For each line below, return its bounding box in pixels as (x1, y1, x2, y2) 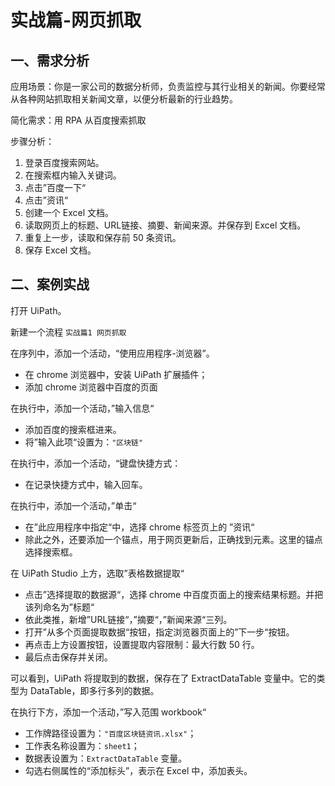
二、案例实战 (10, 276, 90, 293)
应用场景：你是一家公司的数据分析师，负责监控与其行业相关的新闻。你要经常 (10, 81, 326, 92)
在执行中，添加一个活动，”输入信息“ (10, 402, 155, 414)
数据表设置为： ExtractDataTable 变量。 (24, 752, 188, 764)
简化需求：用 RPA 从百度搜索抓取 (10, 114, 147, 126)
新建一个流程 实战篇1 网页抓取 (10, 326, 127, 338)
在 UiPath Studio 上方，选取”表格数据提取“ (10, 567, 185, 579)
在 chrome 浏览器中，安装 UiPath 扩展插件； (24, 368, 208, 380)
